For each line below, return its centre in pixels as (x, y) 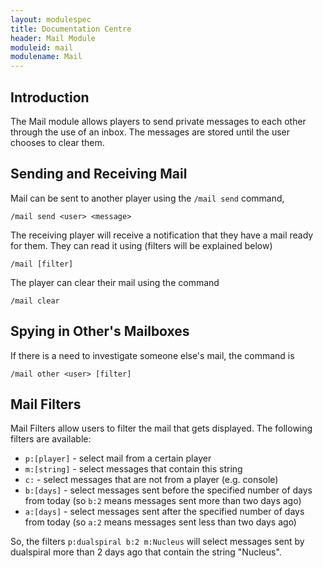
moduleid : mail (42, 47)
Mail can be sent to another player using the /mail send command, (147, 198)
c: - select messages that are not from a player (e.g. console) (151, 480)
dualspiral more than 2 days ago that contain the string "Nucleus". (146, 552)
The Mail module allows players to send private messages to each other (158, 121)
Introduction (50, 97)
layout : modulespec (51, 19)
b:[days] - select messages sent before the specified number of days (168, 490)
